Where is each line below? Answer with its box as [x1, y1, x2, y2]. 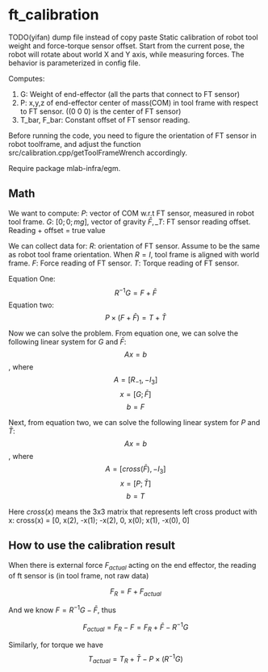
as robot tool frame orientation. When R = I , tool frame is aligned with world [8, 249, 260, 259]
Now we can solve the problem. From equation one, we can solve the [8, 328, 239, 338]
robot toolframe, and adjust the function [8, 139, 141, 148]
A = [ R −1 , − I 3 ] [113, 375, 158, 386]
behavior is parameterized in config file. [8, 58, 141, 68]
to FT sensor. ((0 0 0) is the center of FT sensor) [19, 106, 182, 116]
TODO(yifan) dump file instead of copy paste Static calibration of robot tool [8, 32, 258, 42]
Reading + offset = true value [8, 225, 106, 235]
